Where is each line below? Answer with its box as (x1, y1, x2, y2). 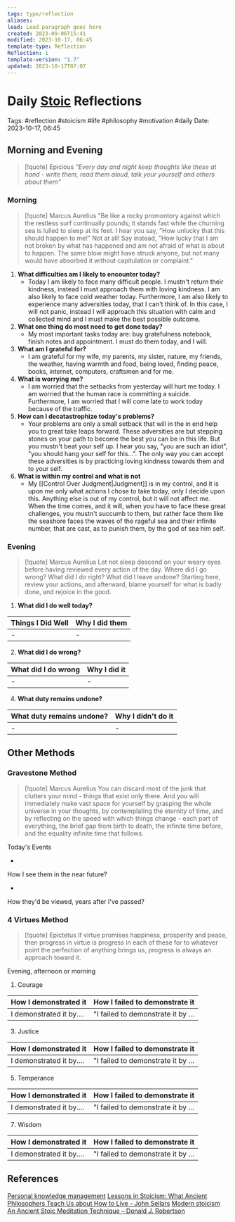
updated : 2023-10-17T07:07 (7, 63, 86, 70)
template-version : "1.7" (7, 56, 80, 63)
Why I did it (86, 664, 126, 674)
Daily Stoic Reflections (7, 93, 142, 109)
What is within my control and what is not (17, 472, 141, 480)
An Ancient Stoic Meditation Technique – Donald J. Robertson (7, 1207, 186, 1215)
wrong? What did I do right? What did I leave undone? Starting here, (24, 572, 221, 581)
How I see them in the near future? (7, 870, 107, 878)
